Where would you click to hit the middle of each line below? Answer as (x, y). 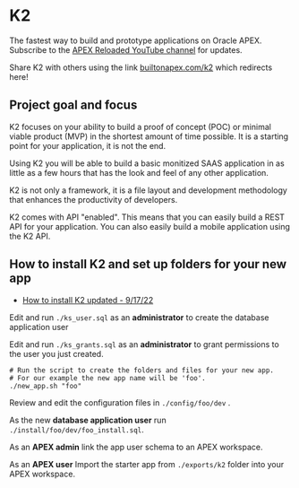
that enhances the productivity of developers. (94, 199)
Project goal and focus (73, 105)
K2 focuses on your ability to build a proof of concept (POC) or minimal (140, 126)
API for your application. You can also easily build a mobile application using (150, 226)
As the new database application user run (88, 420)
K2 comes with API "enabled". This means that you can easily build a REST (147, 217)
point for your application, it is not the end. (88, 145)
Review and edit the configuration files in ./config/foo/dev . (120, 402)
